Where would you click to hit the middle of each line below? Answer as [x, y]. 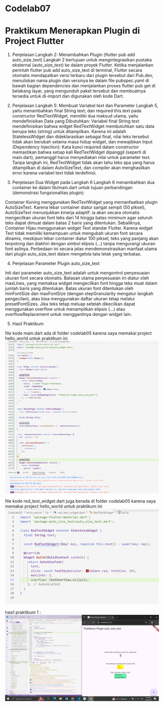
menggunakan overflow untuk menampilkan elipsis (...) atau [65, 309]
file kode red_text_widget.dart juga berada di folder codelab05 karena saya [81, 501]
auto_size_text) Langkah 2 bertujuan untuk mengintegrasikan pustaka [82, 60]
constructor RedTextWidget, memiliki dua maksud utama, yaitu [75, 116]
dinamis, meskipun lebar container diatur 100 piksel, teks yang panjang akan [82, 238]
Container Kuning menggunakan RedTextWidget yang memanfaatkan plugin [81, 202]
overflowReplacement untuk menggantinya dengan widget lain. [69, 314]
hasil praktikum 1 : [23, 612]
